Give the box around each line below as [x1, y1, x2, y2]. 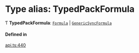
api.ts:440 [5, 42, 26, 48]
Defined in [5, 31, 27, 37]
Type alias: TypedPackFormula [5, 3, 135, 15]
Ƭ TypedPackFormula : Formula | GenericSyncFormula [5, 20, 112, 26]
